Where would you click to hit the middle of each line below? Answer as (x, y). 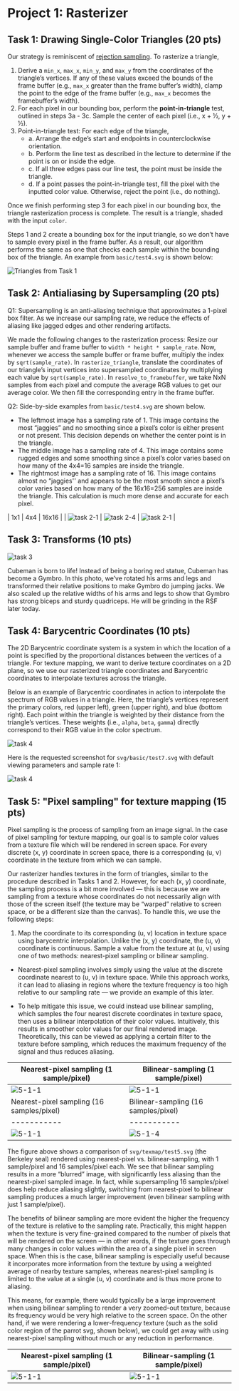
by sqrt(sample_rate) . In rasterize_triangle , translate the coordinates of (115, 362)
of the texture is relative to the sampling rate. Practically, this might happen (117, 1226)
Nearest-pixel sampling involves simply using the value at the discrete (120, 970)
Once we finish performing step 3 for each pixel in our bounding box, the (114, 205)
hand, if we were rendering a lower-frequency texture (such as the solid (113, 1323)
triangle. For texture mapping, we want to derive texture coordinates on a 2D (119, 663)
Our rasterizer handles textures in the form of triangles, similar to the (108, 874)
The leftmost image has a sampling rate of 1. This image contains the (118, 420)
